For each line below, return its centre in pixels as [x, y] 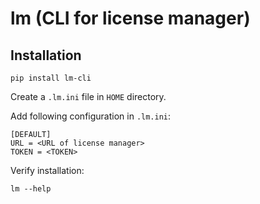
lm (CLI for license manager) [130, 18]
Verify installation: [47, 170]
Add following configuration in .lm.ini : [91, 116]
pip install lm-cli [51, 78]
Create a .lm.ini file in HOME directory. [88, 96]
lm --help [31, 189]
